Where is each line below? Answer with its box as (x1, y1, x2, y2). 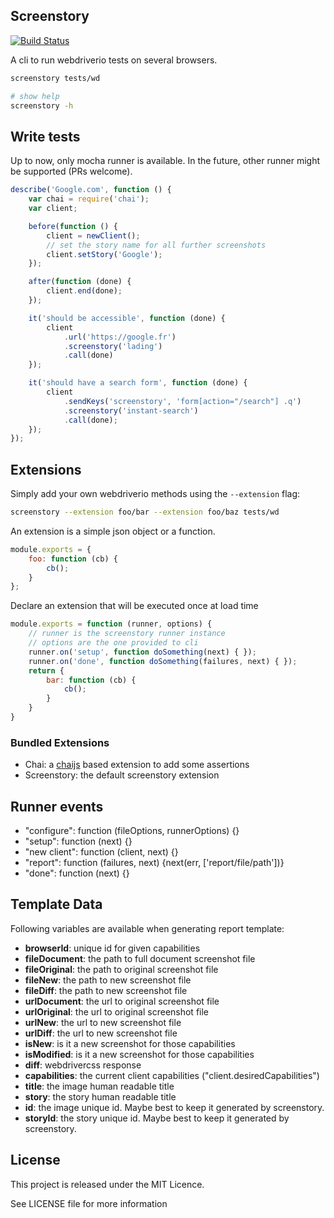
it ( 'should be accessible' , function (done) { (28, 313, 226, 323)
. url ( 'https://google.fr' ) (63, 332, 177, 342)
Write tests (10, 128, 81, 145)
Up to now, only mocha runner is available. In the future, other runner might (10, 155, 321, 167)
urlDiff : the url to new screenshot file (24, 1027, 178, 1039)
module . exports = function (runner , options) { (10, 619, 213, 629)
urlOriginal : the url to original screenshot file (24, 1005, 210, 1018)
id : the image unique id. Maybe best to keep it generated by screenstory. (24, 1101, 325, 1113)
